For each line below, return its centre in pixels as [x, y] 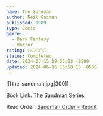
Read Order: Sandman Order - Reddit [51, 107]
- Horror [22, 45]
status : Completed [29, 56]
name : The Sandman [29, 12]
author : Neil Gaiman [32, 17]
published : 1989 [26, 23]
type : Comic [21, 28]
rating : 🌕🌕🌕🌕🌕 [27, 51]
